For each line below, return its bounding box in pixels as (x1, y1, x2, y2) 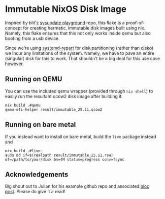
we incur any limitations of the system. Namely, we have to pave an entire (5, 50, 155, 56)
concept (5, 25, 22, 31)
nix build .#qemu (5, 102, 41, 108)
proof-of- (125, 20, 145, 26)
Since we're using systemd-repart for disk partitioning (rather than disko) (5, 45, 154, 51)
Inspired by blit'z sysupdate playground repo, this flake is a (5, 20, 125, 26)
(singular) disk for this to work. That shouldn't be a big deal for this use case (5, 55, 160, 61)
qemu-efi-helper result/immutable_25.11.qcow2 (5, 107, 102, 112)
